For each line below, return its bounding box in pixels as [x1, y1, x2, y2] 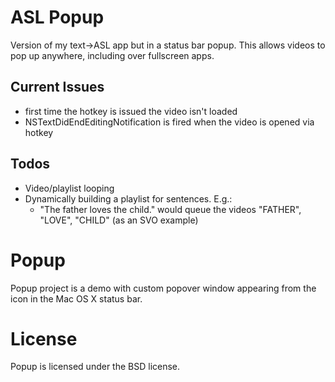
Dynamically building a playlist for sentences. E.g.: [24, 192, 233, 205]
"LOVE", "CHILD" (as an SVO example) [39, 214, 199, 226]
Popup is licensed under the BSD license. [10, 361, 181, 373]
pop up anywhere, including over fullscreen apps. [10, 49, 215, 61]
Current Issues [10, 79, 105, 96]
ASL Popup [10, 6, 105, 29]
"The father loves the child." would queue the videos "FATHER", [39, 203, 302, 215]
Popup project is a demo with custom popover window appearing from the [10, 282, 317, 294]
